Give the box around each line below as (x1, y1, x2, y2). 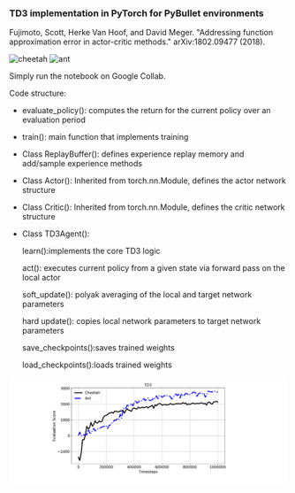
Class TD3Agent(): (21, 228, 90, 239)
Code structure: (9, 88, 66, 99)
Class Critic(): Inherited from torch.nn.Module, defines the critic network (21, 202, 285, 212)
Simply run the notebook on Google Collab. (9, 71, 166, 81)
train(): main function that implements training (21, 132, 189, 143)
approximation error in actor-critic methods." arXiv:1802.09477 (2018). (9, 36, 266, 47)
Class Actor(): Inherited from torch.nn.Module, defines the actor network (21, 175, 287, 186)
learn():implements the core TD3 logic (21, 246, 161, 257)
